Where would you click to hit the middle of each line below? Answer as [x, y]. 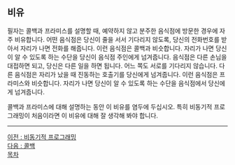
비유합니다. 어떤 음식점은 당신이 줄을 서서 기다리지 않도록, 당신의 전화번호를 [117, 39]
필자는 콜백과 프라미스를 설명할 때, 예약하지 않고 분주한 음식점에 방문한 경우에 [113, 31]
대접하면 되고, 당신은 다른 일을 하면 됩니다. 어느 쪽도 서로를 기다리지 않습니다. [113, 66]
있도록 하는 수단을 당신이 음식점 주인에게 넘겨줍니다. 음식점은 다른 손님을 [128, 57]
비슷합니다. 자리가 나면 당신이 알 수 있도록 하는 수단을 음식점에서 [119, 83]
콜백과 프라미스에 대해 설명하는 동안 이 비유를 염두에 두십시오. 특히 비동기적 [110, 106]
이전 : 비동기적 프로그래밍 [42, 137]
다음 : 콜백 [21, 145]
